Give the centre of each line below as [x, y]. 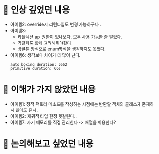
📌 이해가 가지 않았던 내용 [49, 90]
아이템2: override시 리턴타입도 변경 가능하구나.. [56, 24]
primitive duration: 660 [35, 68]
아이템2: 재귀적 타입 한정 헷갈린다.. [43, 116]
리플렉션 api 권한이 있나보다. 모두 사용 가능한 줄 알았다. [70, 37]
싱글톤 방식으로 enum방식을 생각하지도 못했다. [62, 49]
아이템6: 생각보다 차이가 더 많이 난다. [45, 55]
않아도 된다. [27, 110]
